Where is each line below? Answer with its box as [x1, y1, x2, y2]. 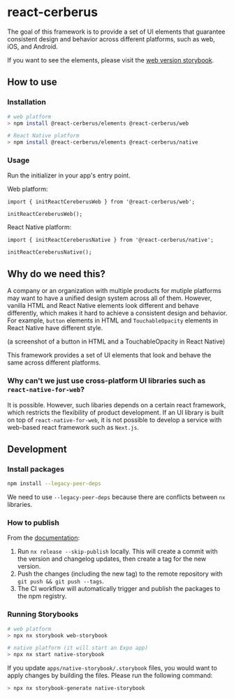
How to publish [7, 518, 59, 528]
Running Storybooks [7, 609, 79, 619]
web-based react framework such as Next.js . [7, 423, 140, 431]
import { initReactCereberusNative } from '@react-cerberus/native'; [7, 236, 214, 244]
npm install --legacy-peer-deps [7, 480, 101, 487]
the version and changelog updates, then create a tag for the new [17, 555, 207, 563]
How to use [7, 76, 57, 88]
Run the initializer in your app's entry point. [7, 171, 131, 179]
